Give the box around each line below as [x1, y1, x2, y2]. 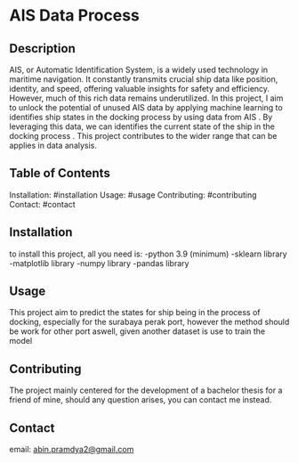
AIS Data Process [9, 5, 141, 26]
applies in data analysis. [9, 140, 98, 150]
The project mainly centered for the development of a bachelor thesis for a [9, 385, 283, 396]
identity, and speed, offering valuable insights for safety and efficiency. [9, 84, 270, 93]
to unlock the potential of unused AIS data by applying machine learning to [9, 102, 283, 112]
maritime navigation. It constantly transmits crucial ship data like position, [9, 74, 278, 85]
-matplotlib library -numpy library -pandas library [9, 257, 189, 268]
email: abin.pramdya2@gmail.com [9, 444, 134, 455]
